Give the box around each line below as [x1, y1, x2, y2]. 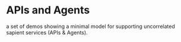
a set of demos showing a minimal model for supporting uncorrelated [6, 23, 175, 30]
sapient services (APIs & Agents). [6, 29, 88, 36]
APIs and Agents [6, 3, 90, 17]
